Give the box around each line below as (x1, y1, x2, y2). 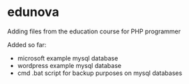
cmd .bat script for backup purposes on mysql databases (17, 69, 183, 77)
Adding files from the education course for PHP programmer (7, 27, 181, 35)
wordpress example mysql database (17, 61, 122, 69)
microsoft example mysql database (17, 53, 119, 62)
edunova (7, 4, 59, 20)
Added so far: (7, 40, 47, 49)
